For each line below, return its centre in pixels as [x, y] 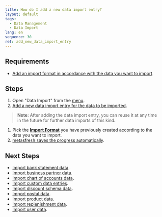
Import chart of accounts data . [43, 178]
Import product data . [33, 199]
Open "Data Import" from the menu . [48, 101]
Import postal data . [31, 194]
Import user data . [30, 210]
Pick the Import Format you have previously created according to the [82, 130]
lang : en [14, 32]
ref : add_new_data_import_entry [38, 42]
